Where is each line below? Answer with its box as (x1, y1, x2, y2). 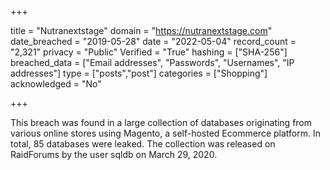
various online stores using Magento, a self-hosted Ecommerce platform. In (10, 127, 321, 139)
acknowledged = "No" (10, 78, 102, 90)
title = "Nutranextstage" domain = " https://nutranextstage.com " (10, 25, 273, 36)
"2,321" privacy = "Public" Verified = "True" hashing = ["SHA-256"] (10, 46, 288, 58)
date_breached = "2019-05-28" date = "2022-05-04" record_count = (10, 36, 297, 47)
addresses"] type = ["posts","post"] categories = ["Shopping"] (10, 67, 268, 79)
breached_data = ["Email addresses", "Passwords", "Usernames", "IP (10, 57, 295, 68)
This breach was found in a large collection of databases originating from (10, 117, 313, 128)
